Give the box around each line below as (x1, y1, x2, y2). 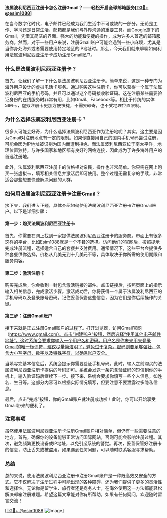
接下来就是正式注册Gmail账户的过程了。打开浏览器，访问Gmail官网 (5, 325, 142, 331)
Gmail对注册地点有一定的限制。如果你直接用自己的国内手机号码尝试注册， (9, 134, 161, 141)
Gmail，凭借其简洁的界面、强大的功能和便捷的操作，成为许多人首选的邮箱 (5, 33, 157, 39)
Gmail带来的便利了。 (5, 402, 48, 408)
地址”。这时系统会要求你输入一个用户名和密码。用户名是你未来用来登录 (5, 337, 151, 343)
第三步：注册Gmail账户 (5, 313, 52, 319)
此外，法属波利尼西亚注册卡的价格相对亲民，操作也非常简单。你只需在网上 (5, 164, 158, 170)
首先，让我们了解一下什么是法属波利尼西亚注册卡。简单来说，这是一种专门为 (5, 78, 162, 84)
